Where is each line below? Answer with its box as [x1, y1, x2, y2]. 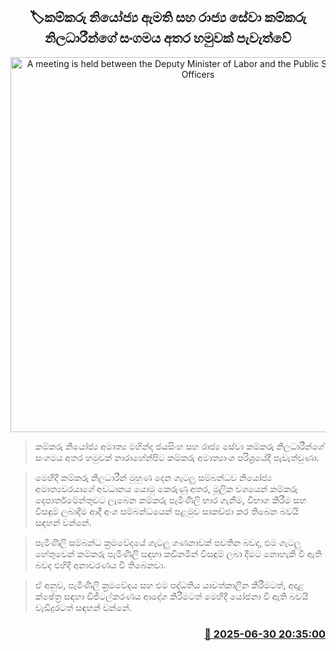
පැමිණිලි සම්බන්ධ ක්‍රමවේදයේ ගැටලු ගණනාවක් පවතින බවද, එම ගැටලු [34, 536, 302, 548]
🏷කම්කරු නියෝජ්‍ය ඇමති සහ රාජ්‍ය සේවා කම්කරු [29, 9, 307, 26]
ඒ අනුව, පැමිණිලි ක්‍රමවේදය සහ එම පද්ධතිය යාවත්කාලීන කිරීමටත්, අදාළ [34, 579, 305, 591]
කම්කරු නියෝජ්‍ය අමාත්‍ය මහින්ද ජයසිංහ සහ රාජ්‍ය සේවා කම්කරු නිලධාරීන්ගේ [34, 440, 325, 452]
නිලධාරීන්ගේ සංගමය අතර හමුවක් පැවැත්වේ [44, 30, 292, 47]
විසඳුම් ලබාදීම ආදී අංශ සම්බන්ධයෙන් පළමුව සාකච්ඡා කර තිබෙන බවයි [34, 505, 300, 517]
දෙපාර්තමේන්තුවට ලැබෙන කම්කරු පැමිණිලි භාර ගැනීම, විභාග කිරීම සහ [34, 494, 307, 506]
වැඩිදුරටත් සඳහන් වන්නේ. [34, 601, 133, 613]
